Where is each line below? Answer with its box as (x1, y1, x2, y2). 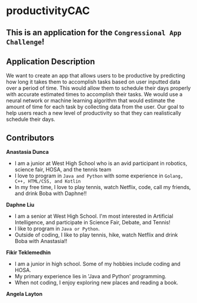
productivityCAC (6, 4, 90, 18)
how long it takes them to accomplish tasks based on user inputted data (6, 78, 181, 86)
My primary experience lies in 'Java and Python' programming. (14, 273, 166, 280)
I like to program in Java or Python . (14, 225, 100, 233)
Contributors (6, 133, 55, 143)
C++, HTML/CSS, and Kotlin (14, 179, 81, 184)
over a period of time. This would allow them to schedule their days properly (6, 85, 191, 92)
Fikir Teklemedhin (6, 249, 51, 256)
